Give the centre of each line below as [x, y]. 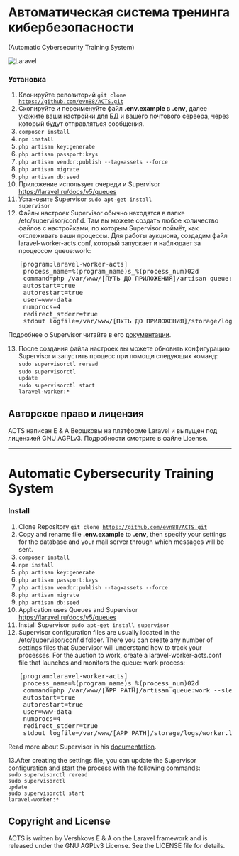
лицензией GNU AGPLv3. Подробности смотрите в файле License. [108, 439]
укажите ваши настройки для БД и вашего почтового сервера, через [124, 116]
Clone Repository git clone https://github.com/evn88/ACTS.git [113, 526]
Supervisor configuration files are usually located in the [99, 632]
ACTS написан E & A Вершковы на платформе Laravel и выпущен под [113, 431]
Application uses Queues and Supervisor [78, 609]
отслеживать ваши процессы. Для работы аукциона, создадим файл [123, 236]
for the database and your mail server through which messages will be [121, 542]
